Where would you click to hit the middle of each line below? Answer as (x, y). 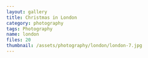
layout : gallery (27, 12)
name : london (23, 34)
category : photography (35, 23)
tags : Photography (29, 29)
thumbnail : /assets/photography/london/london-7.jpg (74, 46)
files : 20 (19, 40)
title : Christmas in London (42, 18)
